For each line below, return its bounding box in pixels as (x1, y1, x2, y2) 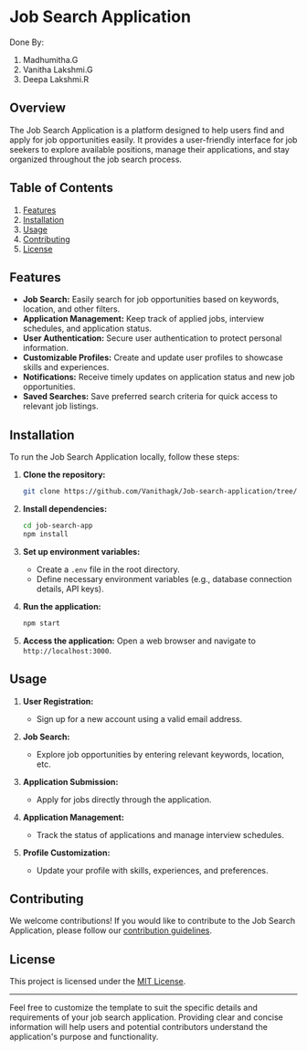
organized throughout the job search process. (9, 154, 183, 165)
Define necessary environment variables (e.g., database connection (36, 573, 292, 584)
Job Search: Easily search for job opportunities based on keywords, (22, 294, 280, 305)
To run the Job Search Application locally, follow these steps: (9, 451, 240, 462)
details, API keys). (36, 583, 104, 594)
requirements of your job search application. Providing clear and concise (9, 1012, 283, 1023)
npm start (22, 619, 61, 628)
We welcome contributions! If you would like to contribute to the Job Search (9, 916, 295, 927)
